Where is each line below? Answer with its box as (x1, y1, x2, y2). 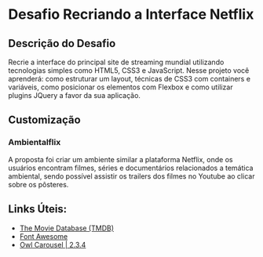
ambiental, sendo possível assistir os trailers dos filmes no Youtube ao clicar (8, 171, 255, 181)
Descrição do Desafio (8, 37, 116, 50)
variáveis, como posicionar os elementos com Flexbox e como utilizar (8, 82, 233, 92)
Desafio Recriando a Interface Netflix (8, 5, 254, 24)
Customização (8, 114, 81, 127)
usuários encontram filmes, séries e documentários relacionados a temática (8, 163, 254, 172)
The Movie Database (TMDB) (19, 223, 115, 233)
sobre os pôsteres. (8, 179, 69, 189)
